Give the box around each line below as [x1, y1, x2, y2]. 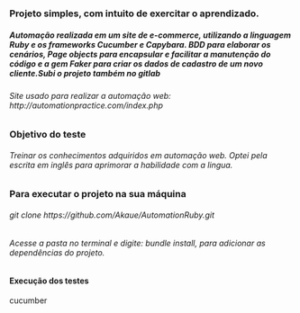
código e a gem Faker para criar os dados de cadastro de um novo [9, 58, 264, 69]
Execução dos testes [9, 275, 89, 286]
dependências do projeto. [9, 246, 105, 258]
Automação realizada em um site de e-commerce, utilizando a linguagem [9, 30, 291, 40]
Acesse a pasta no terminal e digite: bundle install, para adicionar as [9, 237, 266, 248]
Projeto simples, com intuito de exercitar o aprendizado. [9, 7, 259, 20]
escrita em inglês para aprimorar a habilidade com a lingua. [9, 160, 233, 171]
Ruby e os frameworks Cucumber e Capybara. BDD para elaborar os [9, 39, 271, 49]
